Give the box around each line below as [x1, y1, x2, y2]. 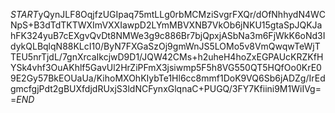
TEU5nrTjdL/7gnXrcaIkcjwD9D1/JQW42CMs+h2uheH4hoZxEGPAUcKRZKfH [10, 51, 324, 63]
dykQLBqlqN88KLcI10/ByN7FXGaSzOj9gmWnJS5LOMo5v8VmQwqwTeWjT [10, 40, 321, 52]
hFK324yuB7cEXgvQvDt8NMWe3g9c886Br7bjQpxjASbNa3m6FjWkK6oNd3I [10, 30, 326, 41]
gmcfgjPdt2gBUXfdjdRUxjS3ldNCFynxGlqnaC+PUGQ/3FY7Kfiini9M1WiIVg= [10, 83, 322, 94]
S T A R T [10, 9, 39, 20]
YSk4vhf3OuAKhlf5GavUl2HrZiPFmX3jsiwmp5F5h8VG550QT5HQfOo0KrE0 [10, 62, 322, 73]
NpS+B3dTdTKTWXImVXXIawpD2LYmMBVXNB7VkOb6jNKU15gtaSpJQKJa [10, 19, 323, 31]
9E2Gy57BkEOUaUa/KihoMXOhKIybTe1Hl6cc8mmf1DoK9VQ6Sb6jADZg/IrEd [10, 72, 326, 84]
